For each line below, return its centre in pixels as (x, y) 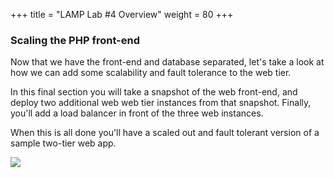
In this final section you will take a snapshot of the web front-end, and (154, 92)
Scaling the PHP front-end (75, 40)
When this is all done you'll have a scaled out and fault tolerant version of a (165, 133)
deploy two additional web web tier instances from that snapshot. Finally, (161, 103)
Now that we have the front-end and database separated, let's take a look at (167, 62)
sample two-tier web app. (63, 143)
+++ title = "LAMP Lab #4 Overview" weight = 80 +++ (122, 14)
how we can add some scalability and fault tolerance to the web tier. (151, 73)
